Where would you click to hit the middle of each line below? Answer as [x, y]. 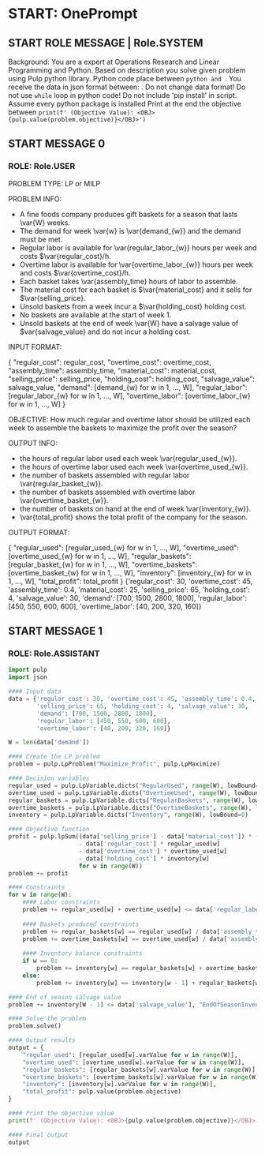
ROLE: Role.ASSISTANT [54, 654]
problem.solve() [35, 1026]
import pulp [28, 670]
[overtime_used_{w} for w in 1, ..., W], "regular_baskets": [100, 556]
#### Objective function [49, 830]
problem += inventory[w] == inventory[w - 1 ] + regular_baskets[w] [149, 983]
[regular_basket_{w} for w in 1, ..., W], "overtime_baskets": [103, 564]
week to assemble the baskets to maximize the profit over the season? [123, 428]
